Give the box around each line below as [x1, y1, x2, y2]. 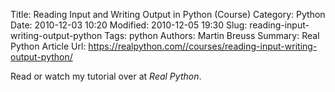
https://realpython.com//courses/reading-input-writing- [88, 40, 318, 52]
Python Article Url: [10, 40, 87, 52]
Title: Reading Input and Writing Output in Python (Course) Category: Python [10, 9, 326, 20]
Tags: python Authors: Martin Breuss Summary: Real [104, 30, 320, 41]
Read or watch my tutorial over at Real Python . [10, 70, 202, 82]
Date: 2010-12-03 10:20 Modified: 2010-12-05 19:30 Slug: [10, 19, 248, 31]
